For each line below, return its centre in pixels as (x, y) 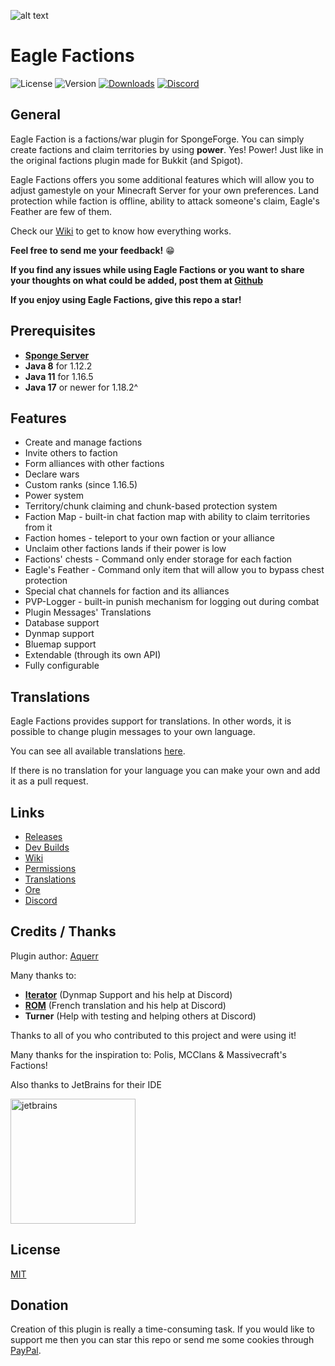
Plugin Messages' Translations (88, 612)
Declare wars (52, 474)
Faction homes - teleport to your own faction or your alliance (149, 538)
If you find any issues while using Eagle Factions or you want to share (157, 269)
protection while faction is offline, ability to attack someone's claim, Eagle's (165, 201)
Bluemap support (60, 644)
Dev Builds (47, 847)
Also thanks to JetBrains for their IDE (86, 1084)
